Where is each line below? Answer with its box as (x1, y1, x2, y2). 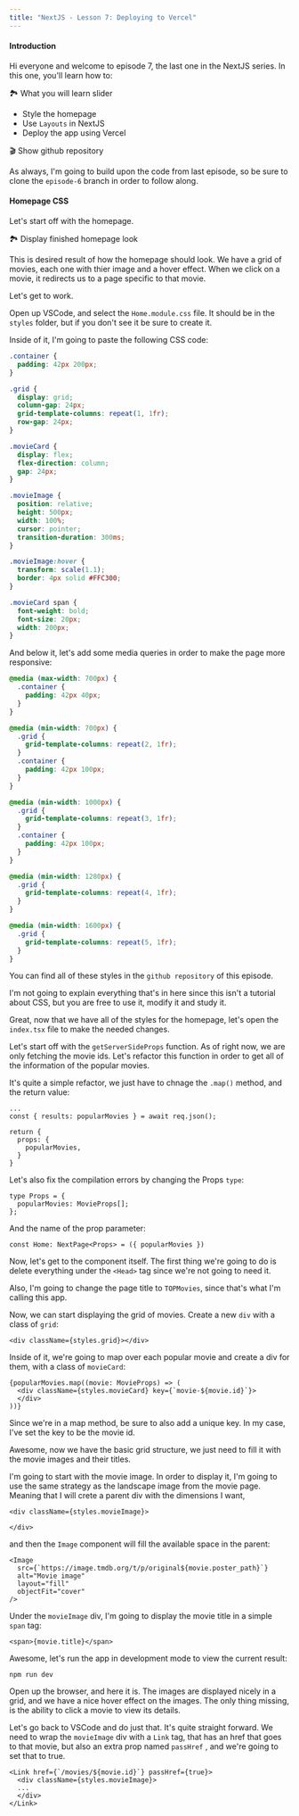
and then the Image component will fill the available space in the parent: (9, 1538, 271, 1549)
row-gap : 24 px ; (17, 418, 74, 427)
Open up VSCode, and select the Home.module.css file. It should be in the (9, 308, 276, 319)
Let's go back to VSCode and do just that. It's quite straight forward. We (9, 1722, 273, 1733)
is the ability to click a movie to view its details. (9, 1705, 181, 1716)
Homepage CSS (9, 195, 69, 206)
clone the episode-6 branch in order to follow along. (9, 175, 198, 186)
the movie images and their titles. (9, 1454, 132, 1464)
